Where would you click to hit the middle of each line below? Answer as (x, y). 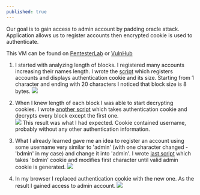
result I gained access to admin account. (65, 185)
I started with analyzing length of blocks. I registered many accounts (100, 65)
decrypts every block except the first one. (67, 115)
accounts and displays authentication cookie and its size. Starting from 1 (104, 77)
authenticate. (23, 41)
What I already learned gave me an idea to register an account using (99, 140)
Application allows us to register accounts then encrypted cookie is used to (99, 35)
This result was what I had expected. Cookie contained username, (104, 122)
